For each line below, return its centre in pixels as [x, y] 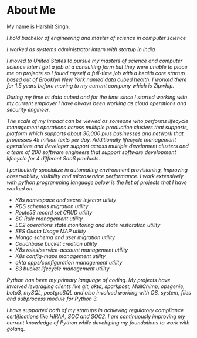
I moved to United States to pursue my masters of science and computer [95, 61]
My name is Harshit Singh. [38, 26]
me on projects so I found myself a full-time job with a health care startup [96, 73]
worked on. [20, 188]
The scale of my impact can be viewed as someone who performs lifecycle [98, 121]
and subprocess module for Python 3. [52, 299]
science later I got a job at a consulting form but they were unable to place [97, 67]
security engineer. [28, 109]
